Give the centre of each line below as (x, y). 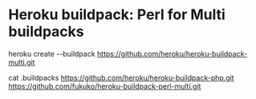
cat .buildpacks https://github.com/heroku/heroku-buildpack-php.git (121, 77)
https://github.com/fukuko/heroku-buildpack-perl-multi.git (105, 86)
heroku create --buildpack (52, 53)
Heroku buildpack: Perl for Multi (117, 15)
